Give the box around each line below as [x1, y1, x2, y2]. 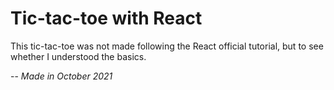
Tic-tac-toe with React [10, 7, 203, 30]
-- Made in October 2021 [10, 70, 113, 82]
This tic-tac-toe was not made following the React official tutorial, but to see [10, 40, 324, 52]
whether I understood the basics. [10, 50, 147, 62]
